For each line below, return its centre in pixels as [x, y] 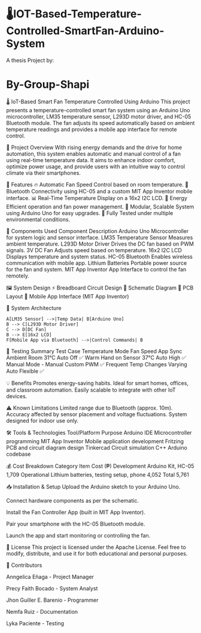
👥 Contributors [24, 565]
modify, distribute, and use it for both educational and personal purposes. [97, 553]
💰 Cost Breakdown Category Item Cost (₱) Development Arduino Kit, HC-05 [100, 466]
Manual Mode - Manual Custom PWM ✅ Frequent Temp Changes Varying [97, 364]
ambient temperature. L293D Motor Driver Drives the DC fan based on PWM [100, 244]
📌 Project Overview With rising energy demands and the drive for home [94, 147]
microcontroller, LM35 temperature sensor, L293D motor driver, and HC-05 [99, 117]
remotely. [18, 276]
